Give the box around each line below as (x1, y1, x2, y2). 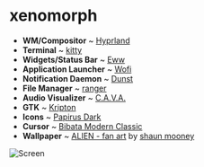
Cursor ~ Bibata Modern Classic (22, 120, 143, 131)
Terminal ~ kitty (22, 44, 83, 55)
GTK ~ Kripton (22, 101, 76, 112)
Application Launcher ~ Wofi (22, 64, 132, 75)
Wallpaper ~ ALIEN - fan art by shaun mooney (22, 130, 195, 141)
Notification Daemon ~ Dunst (22, 73, 133, 83)
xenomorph (9, 5, 98, 26)
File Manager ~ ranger (22, 83, 107, 93)
